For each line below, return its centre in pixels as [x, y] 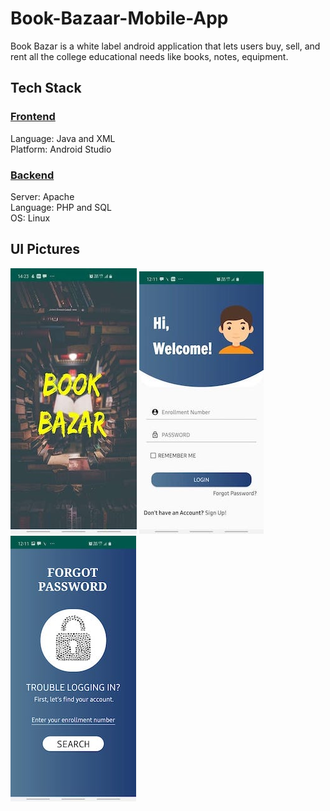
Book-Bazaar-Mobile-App [119, 18]
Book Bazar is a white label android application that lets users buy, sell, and [165, 46]
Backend [32, 175]
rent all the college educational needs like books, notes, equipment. [149, 56]
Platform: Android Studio [61, 149]
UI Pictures [45, 249]
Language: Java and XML [63, 138]
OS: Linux [30, 218]
